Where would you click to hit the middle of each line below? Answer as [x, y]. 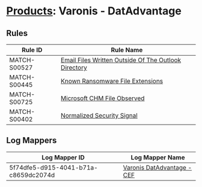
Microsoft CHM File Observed [103, 98]
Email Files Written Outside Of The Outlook [121, 60]
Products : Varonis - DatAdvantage [94, 11]
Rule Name [127, 50]
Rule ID [32, 50]
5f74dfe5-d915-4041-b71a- [54, 167]
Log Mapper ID [63, 157]
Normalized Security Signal [99, 115]
